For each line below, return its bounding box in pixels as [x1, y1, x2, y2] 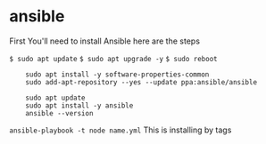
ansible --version [25, 108, 94, 117]
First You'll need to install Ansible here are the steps [9, 36, 201, 46]
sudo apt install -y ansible [25, 100, 134, 110]
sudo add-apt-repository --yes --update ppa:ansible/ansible [25, 77, 257, 86]
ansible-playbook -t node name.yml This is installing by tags [9, 124, 232, 135]
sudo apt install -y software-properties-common [25, 69, 210, 79]
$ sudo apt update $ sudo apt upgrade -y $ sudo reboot [9, 54, 218, 63]
